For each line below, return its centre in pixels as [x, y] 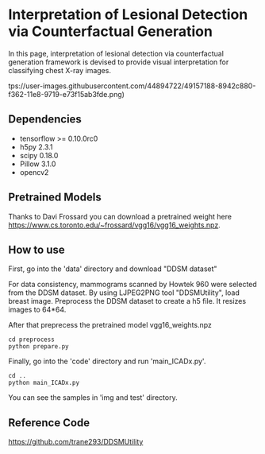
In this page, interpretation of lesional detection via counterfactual [116, 53]
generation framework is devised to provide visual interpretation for [119, 62]
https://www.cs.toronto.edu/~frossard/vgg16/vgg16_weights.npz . [114, 225]
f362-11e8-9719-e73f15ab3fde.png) [67, 94]
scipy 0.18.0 [39, 155]
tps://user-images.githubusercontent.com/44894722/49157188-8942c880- [132, 86]
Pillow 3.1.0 [38, 164]
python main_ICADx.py [44, 383]
